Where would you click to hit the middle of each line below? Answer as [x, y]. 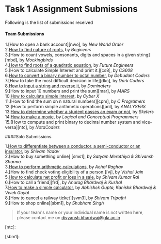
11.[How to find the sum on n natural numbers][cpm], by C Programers [75, 101]
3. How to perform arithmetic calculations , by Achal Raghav [64, 167]
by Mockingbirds [36, 60]
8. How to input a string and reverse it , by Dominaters [58, 86]
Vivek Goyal [17, 193]
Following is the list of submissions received [49, 22]
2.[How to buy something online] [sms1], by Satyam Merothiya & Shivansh [79, 156]
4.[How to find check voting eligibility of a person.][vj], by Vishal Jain [74, 172]
